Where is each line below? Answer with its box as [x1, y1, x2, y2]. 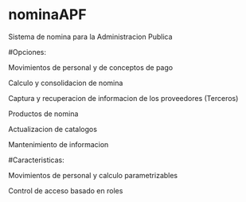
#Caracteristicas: [8, 155, 65, 165]
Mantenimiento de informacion [8, 139, 109, 149]
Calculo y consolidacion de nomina [8, 78, 123, 87]
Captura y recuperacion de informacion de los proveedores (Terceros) [8, 93, 239, 103]
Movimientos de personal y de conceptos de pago [8, 62, 174, 72]
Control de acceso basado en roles [8, 185, 123, 196]
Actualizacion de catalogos [8, 124, 98, 134]
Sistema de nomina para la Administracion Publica [8, 32, 173, 41]
